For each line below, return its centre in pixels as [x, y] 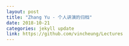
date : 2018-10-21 [28, 23]
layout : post [23, 12]
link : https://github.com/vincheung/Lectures [64, 34]
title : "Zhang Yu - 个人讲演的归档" [49, 17]
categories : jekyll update [40, 28]
